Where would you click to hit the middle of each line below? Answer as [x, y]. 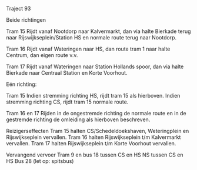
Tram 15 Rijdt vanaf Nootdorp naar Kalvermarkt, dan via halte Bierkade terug [98, 31]
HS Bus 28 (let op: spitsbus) [40, 161]
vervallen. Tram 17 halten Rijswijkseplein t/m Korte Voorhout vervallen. [91, 143]
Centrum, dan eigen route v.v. [42, 55]
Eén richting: [21, 84]
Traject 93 [19, 9]
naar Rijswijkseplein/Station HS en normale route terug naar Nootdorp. [91, 37]
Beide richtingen [26, 20]
